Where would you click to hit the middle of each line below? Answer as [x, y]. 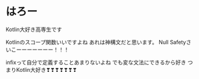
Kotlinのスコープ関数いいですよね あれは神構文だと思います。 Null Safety [96, 42]
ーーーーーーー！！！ [43, 49]
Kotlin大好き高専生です [34, 29]
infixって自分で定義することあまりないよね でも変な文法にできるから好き [96, 62]
